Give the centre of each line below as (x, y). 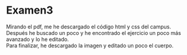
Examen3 (30, 10)
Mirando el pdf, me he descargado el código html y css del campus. (88, 27)
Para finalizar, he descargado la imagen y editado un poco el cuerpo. (90, 46)
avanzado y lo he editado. (37, 39)
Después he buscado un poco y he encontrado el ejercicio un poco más (93, 33)
